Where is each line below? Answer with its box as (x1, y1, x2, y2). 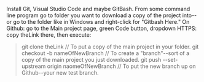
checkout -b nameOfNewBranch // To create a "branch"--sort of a (21, 50, 190, 57)
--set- (162, 56, 178, 63)
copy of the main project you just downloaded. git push (21, 56, 162, 63)
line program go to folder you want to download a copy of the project (6, 12, 181, 19)
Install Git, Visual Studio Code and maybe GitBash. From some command (6, 6, 190, 12)
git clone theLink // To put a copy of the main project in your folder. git (21, 43, 199, 50)
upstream (21, 62, 46, 70)
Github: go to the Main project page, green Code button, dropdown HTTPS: (6, 24, 197, 32)
